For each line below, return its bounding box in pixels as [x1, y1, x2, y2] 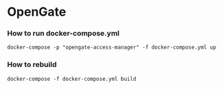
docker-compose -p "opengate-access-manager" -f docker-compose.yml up [7, 44, 216, 51]
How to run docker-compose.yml [7, 29, 120, 38]
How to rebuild [7, 60, 57, 69]
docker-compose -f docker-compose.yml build [7, 75, 137, 82]
